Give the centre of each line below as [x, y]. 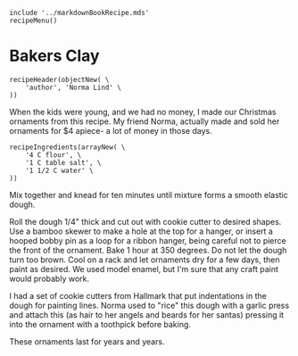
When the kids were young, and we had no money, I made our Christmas [143, 112]
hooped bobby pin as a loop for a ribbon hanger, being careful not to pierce [148, 240]
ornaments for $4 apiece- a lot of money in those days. [111, 130]
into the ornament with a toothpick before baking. [100, 324]
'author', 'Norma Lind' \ [74, 87]
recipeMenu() [33, 21]
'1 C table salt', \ [63, 162]
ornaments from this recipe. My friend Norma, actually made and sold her [145, 121]
